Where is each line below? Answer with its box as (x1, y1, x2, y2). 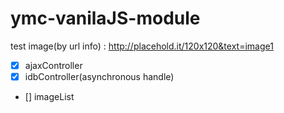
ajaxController (24, 59, 83, 71)
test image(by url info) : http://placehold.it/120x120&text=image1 (10, 40, 274, 52)
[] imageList (24, 91, 75, 103)
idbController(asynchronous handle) (24, 71, 175, 82)
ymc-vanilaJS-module (10, 7, 201, 30)
